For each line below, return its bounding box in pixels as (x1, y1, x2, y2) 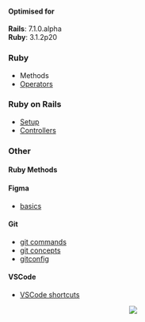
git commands (19, 237, 67, 246)
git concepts (19, 245, 61, 255)
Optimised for (8, 6, 55, 16)
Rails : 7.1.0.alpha (8, 24, 62, 33)
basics (19, 201, 42, 210)
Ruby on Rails (8, 99, 62, 110)
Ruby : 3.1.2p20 (8, 33, 58, 42)
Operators (19, 79, 53, 88)
